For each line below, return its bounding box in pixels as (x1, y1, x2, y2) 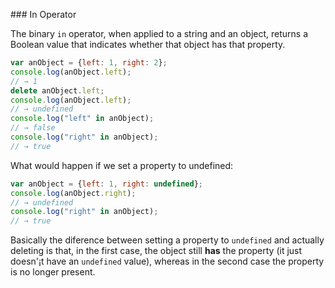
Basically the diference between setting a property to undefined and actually (10, 234, 325, 246)
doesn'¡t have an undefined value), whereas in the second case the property (10, 255, 325, 268)
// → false (10, 123, 56, 133)
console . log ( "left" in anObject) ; (10, 114, 155, 124)
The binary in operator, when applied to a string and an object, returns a (10, 28, 309, 39)
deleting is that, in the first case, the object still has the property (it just (10, 245, 303, 257)
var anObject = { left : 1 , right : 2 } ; (10, 58, 168, 68)
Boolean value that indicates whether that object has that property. (10, 39, 286, 50)
